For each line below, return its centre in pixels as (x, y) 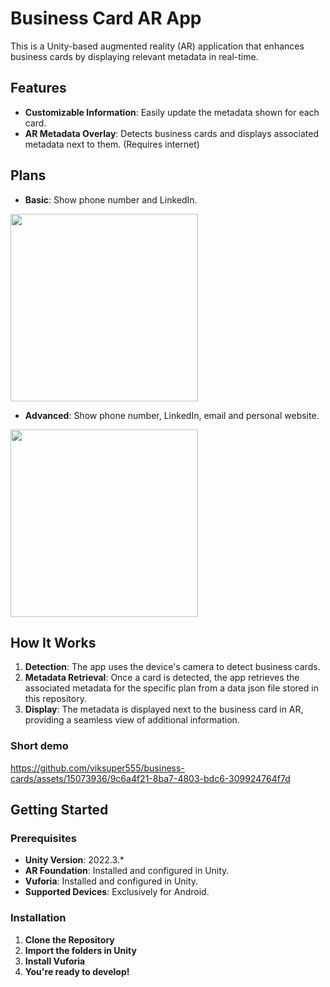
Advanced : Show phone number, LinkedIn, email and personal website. (172, 415)
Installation (38, 918)
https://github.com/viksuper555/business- (97, 768)
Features (38, 88)
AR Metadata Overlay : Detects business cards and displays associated (171, 133)
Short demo (39, 746)
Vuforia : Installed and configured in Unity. (111, 881)
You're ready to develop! (77, 971)
